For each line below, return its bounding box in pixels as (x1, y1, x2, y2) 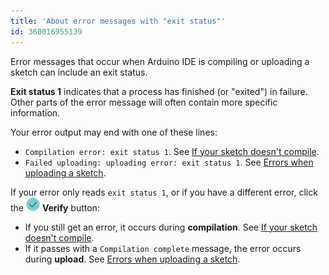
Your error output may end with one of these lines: (10, 126, 218, 138)
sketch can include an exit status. (10, 66, 148, 78)
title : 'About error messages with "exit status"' (10, 16, 226, 26)
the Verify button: (10, 201, 100, 214)
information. (10, 106, 61, 119)
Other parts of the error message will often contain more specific (10, 96, 278, 108)
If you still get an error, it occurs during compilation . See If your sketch (24, 221, 318, 233)
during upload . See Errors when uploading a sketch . (24, 253, 241, 265)
